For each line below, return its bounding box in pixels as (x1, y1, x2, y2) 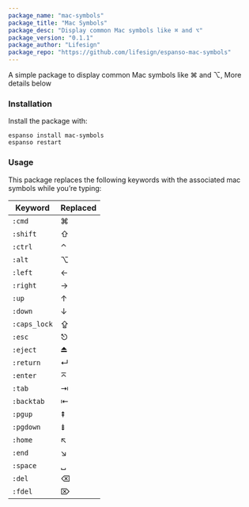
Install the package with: (8, 116, 89, 126)
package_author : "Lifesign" (8, 41, 101, 49)
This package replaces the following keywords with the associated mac (8, 175, 241, 185)
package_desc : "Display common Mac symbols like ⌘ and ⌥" (8, 26, 203, 34)
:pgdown (12, 422, 41, 432)
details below (8, 78, 52, 88)
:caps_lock (12, 319, 53, 329)
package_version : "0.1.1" (8, 33, 93, 42)
